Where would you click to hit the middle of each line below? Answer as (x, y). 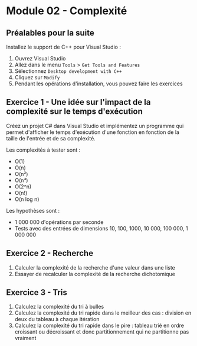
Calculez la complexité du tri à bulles (59, 307)
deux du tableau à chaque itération (57, 319)
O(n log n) (27, 199)
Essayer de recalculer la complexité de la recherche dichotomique (95, 274)
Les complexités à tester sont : (43, 150)
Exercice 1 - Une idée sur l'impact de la (78, 102)
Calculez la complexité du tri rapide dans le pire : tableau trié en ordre (99, 326)
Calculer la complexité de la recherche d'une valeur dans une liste (95, 267)
